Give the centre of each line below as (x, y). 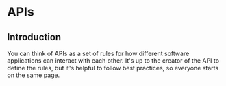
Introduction (34, 37)
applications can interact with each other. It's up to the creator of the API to (113, 61)
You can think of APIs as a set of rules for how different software (98, 53)
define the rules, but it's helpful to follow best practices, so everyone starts (113, 68)
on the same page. (34, 75)
